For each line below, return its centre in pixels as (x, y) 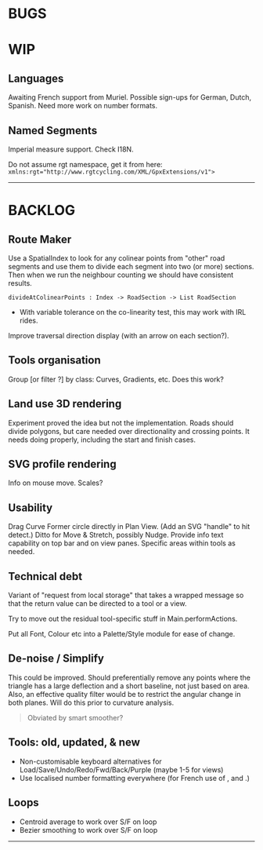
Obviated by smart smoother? (75, 717)
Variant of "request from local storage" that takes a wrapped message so (126, 595)
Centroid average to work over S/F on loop (88, 822)
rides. (29, 320)
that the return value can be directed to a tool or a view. (97, 604)
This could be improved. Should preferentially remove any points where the (129, 677)
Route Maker (40, 239)
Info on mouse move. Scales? (56, 483)
